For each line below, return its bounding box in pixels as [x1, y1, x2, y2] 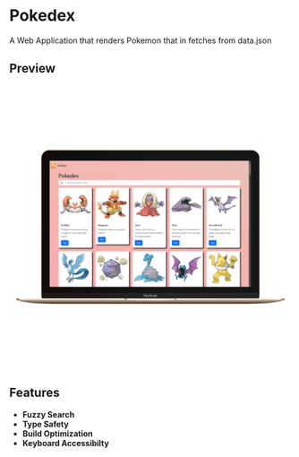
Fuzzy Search [21, 409, 75, 419]
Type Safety [21, 418, 69, 429]
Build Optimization [21, 427, 93, 439]
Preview [9, 61, 56, 76]
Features [9, 385, 60, 401]
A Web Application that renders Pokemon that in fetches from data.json [9, 35, 272, 46]
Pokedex [9, 5, 76, 26]
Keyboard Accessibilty [21, 437, 109, 448]
